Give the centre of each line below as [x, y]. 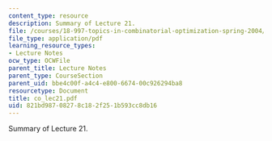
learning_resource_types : [52, 46]
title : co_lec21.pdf [43, 98]
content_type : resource [49, 16]
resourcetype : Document [49, 91]
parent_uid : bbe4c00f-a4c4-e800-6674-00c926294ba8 [96, 83]
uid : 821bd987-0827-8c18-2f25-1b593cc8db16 [83, 106]
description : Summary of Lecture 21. [72, 23]
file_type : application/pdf [56, 38]
